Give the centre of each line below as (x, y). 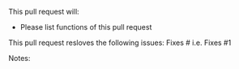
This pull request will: (44, 12)
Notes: (19, 58)
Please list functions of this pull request (86, 27)
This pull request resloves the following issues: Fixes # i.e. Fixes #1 (120, 43)
